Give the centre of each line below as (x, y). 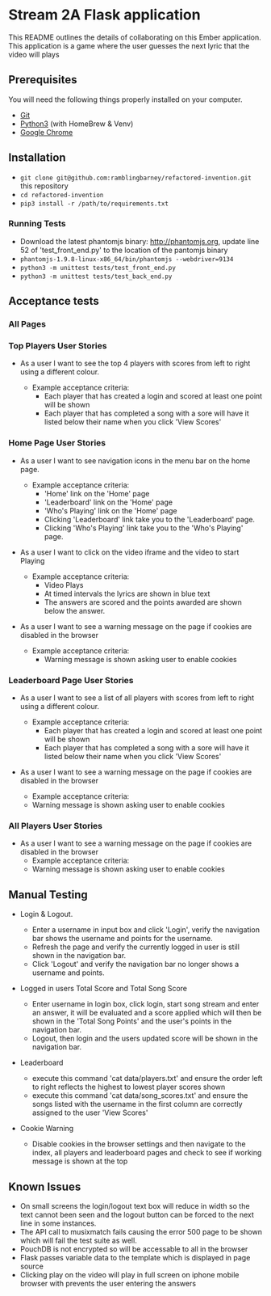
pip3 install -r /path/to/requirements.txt (94, 204)
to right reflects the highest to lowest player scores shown (129, 1087)
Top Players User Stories (58, 346)
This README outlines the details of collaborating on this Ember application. (135, 37)
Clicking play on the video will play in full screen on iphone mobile (129, 1274)
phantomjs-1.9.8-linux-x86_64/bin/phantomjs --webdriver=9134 (127, 259)
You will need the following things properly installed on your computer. (125, 99)
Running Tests (37, 224)
